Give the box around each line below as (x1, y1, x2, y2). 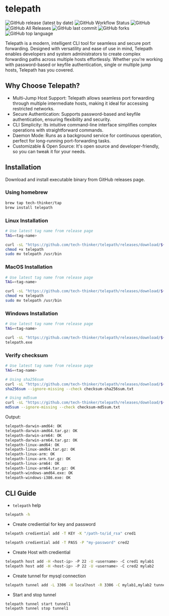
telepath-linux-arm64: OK (5, 461, 59, 466)
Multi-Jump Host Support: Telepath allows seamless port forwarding (12, 95, 155, 101)
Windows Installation (5, 310, 58, 317)
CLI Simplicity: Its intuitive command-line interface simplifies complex (12, 121, 157, 127)
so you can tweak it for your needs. (12, 148, 87, 154)
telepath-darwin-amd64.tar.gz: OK (5, 428, 78, 433)
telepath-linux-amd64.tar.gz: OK (5, 447, 75, 452)
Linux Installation (5, 217, 48, 224)
